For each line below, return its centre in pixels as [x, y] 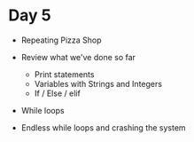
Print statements [64, 74]
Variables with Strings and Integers [98, 83]
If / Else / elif [57, 93]
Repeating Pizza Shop [62, 40]
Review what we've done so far [78, 57]
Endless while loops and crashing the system [104, 127]
